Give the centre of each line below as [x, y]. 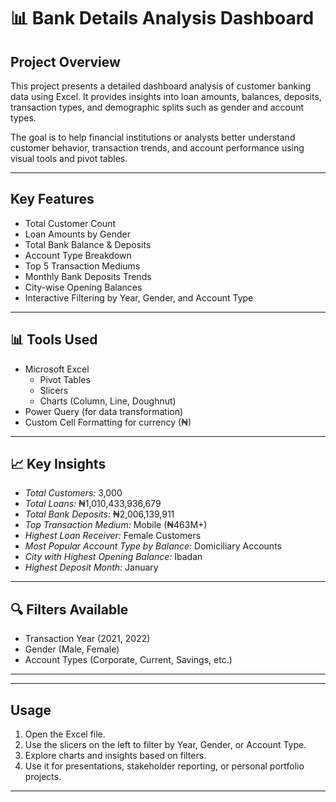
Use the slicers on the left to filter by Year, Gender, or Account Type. [165, 745]
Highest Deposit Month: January [91, 567]
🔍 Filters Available [69, 609]
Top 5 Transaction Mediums [82, 266]
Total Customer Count [70, 223]
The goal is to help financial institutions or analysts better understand [153, 137]
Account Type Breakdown [78, 255]
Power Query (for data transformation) [104, 411]
